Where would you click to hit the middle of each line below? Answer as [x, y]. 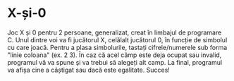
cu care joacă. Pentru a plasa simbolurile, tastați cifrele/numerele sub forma [117, 47]
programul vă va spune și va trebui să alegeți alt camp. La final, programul [115, 62]
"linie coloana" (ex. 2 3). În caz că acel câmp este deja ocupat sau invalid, [115, 55]
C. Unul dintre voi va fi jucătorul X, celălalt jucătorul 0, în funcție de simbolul [117, 39]
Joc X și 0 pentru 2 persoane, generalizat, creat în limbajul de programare [115, 32]
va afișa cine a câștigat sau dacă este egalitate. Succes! [89, 70]
